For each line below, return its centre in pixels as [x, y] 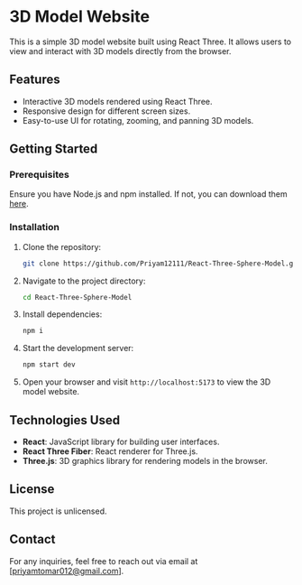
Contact [32, 539]
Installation [35, 227]
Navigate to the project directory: [84, 281]
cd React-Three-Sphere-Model [77, 297]
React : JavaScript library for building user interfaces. [121, 442]
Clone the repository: [62, 246]
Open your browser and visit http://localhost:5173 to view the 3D [146, 382]
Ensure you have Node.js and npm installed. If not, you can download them [149, 194]
